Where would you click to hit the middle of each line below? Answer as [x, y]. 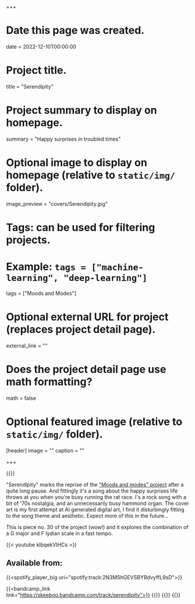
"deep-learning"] [105, 278]
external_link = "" [27, 345]
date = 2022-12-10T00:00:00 [41, 46]
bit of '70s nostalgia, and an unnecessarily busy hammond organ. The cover [97, 503]
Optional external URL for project [87, 317]
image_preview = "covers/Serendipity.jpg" [57, 203]
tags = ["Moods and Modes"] [41, 293]
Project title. [36, 70]
